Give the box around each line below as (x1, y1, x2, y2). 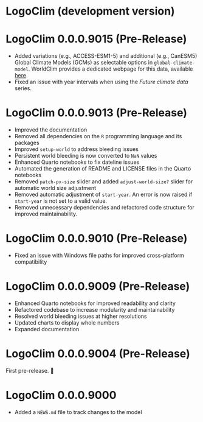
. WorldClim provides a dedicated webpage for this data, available (28, 65, 193, 72)
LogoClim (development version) (5, 4, 175, 18)
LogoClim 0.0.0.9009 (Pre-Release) (5, 280, 190, 294)
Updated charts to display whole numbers (14, 318, 120, 326)
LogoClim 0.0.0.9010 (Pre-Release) (5, 231, 188, 245)
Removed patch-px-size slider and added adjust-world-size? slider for (14, 178, 193, 185)
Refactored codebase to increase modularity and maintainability (14, 306, 175, 313)
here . (14, 72, 28, 79)
